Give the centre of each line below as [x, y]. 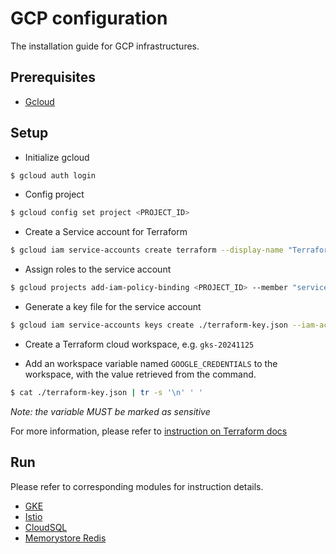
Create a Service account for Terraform [106, 232]
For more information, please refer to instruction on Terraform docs [149, 431]
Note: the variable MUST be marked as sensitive [110, 411]
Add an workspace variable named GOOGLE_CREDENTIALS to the [151, 363]
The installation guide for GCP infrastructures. [105, 46]
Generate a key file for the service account [113, 307]
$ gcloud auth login [53, 175]
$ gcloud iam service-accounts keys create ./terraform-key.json [149, 325]
